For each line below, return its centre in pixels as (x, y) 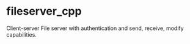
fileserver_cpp (44, 11)
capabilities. (21, 34)
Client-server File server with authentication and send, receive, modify (95, 28)
